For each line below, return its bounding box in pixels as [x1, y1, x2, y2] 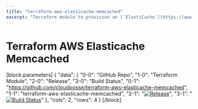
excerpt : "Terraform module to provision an [6, 14, 118, 20]
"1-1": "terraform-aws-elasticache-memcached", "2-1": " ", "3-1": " [6, 90, 193, 97]
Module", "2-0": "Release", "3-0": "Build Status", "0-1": [6, 78, 140, 85]
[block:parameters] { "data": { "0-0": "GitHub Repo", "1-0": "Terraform [6, 71, 178, 78]
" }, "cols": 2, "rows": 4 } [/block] [41, 97, 122, 104]
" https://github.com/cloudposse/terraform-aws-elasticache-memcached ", [6, 84, 188, 91]
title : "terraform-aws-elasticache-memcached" [6, 8, 123, 15]
